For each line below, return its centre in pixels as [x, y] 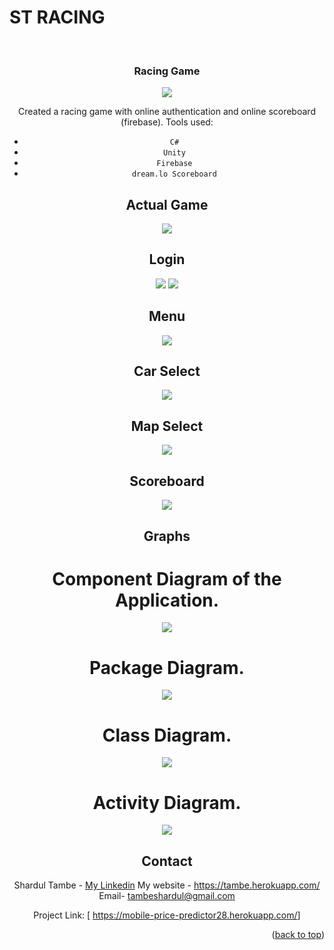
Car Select [167, 371]
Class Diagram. [167, 735]
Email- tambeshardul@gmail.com [167, 896]
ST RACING [57, 17]
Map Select [167, 426]
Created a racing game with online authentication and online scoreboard [167, 112]
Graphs [167, 536]
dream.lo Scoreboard [174, 174]
